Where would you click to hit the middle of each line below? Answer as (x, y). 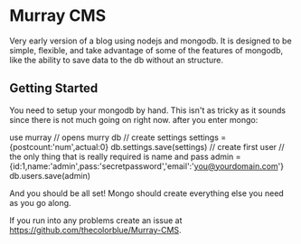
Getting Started (54, 88)
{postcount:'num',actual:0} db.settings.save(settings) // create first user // (147, 146)
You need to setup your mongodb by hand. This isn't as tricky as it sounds (148, 110)
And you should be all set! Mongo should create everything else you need (147, 193)
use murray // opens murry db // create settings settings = (118, 137)
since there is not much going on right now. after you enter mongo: (134, 119)
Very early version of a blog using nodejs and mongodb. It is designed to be (150, 41)
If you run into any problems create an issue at (96, 220)
